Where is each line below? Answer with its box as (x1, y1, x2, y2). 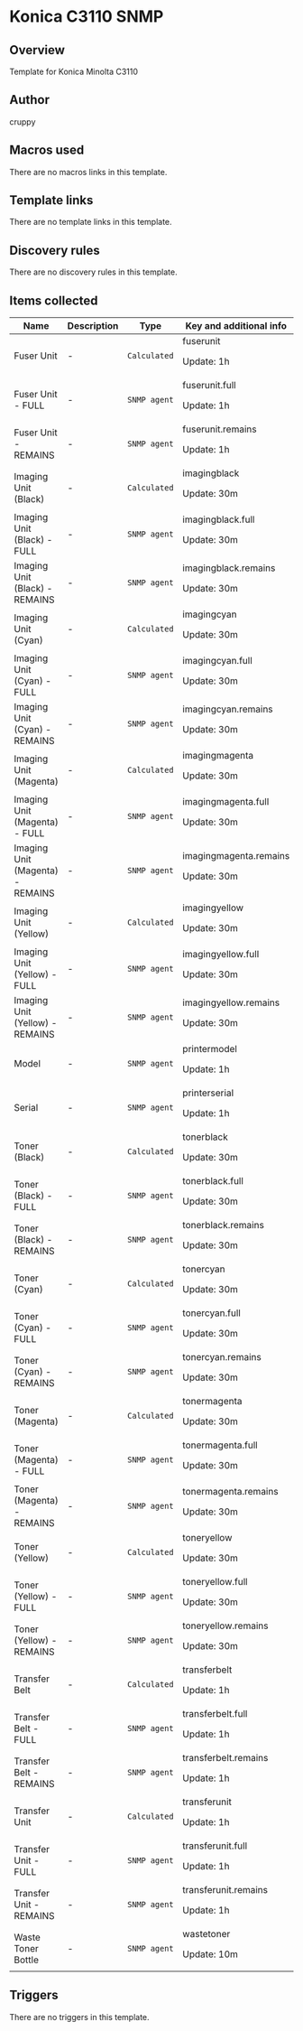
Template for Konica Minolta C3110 (9, 66, 138, 77)
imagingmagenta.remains (182, 850, 290, 862)
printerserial (182, 1086, 234, 1099)
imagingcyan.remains (182, 703, 273, 715)
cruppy (9, 116, 36, 127)
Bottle (14, 1953, 39, 1966)
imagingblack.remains (182, 562, 276, 574)
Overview (9, 42, 66, 58)
